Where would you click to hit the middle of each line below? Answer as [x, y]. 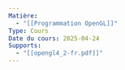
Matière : [23, 16]
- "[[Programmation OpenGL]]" [67, 23]
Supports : [25, 46]
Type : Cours [28, 31]
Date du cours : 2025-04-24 [54, 38]
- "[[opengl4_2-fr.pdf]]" [60, 53]
